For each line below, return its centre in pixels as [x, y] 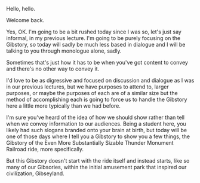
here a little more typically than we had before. [63, 106]
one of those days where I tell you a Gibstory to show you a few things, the [98, 136]
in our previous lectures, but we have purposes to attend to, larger [87, 87]
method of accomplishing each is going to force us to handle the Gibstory [97, 99]
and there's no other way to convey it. [53, 69]
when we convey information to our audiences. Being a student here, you [96, 124]
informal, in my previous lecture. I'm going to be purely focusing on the [93, 38]
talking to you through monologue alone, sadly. [64, 51]
